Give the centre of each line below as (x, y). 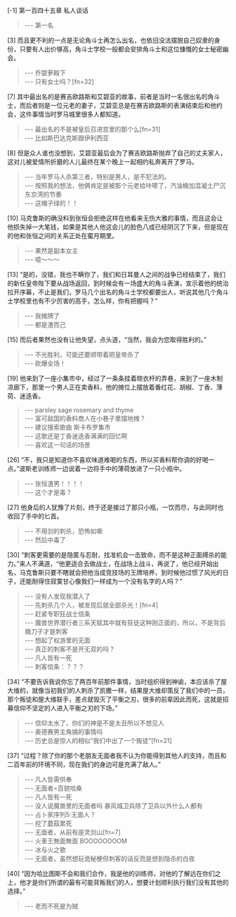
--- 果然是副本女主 (51, 251)
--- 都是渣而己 (45, 325)
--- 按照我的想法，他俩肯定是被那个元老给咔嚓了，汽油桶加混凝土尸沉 (125, 186)
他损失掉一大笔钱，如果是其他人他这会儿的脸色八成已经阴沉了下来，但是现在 (118, 227)
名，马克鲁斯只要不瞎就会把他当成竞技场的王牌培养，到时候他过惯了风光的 (115, 572)
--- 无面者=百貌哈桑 (53, 788)
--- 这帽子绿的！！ (51, 203)
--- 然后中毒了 (45, 540)
